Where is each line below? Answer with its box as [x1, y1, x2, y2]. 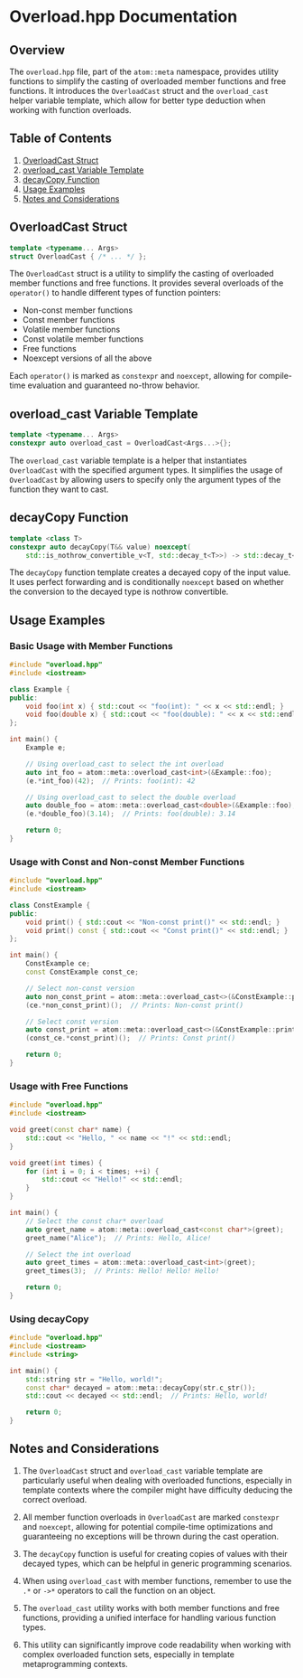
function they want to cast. [9, 484, 109, 495]
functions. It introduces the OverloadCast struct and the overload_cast [9, 86, 269, 96]
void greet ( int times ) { [9, 1158, 103, 1167]
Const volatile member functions [22, 334, 144, 344]
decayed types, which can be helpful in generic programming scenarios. [22, 1558, 293, 1569]
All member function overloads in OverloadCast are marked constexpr [22, 1512, 280, 1522]
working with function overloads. [9, 105, 133, 115]
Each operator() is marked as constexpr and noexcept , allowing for [9, 371, 257, 382]
